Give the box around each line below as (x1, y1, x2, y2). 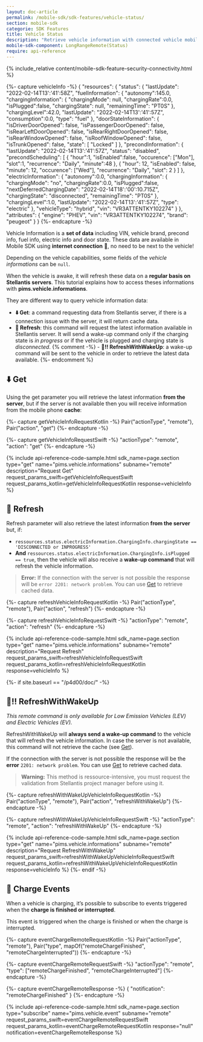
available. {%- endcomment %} (14, 356, 94, 363)
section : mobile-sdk (6, 20, 59, 26)
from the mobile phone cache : (6, 406, 82, 413)
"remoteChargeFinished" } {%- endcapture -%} (6, 992, 125, 998)
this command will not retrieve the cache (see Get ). (6, 743, 134, 751)
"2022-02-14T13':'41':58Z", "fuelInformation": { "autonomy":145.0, (6, 89, 171, 97)
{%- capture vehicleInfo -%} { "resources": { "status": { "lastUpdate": (6, 83, 179, 90)
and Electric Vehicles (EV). (6, 719, 72, 726)
